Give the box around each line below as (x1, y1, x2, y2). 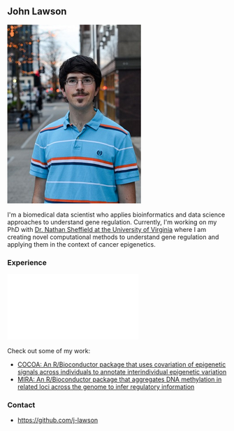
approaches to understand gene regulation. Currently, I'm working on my (7, 217, 217, 226)
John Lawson (7, 6, 67, 18)
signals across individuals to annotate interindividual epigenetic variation (17, 368, 227, 376)
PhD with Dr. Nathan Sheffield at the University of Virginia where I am (7, 225, 207, 233)
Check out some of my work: (7, 347, 91, 355)
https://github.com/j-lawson (17, 416, 98, 425)
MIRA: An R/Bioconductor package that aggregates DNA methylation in (17, 375, 222, 384)
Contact (7, 400, 36, 410)
